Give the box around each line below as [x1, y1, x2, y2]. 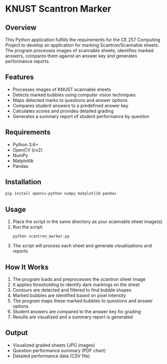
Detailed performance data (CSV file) [12, 353, 90, 359]
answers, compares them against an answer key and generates [5, 53, 138, 59]
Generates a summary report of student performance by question [12, 113, 150, 119]
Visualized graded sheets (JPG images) [12, 342, 95, 348]
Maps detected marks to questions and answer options [12, 97, 128, 103]
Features [5, 73, 34, 82]
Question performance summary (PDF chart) [12, 347, 106, 353]
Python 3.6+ [12, 141, 39, 148]
